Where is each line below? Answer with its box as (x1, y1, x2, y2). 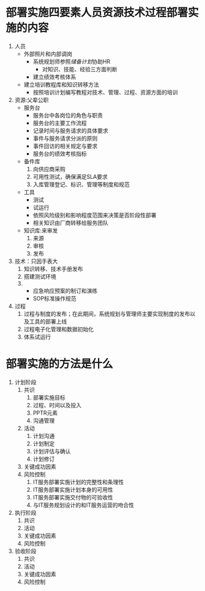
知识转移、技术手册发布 (23, 265, 83, 272)
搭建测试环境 (23, 273, 56, 280)
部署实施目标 (32, 394, 65, 401)
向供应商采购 (32, 165, 65, 173)
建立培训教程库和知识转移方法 (23, 80, 99, 88)
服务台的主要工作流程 (32, 119, 87, 127)
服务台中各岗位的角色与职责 (32, 111, 103, 119)
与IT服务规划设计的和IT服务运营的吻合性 (32, 501, 134, 509)
